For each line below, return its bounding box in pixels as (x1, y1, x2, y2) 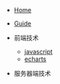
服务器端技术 (13, 69, 51, 77)
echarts (24, 55, 47, 63)
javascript (24, 48, 53, 56)
